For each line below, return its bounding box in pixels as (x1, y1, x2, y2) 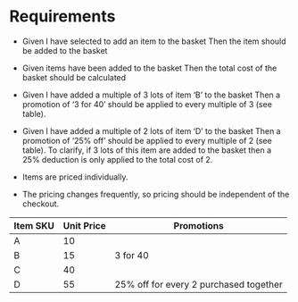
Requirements (9, 6, 116, 27)
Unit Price (62, 219, 106, 231)
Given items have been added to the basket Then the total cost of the (21, 63, 277, 73)
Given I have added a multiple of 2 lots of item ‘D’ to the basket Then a (21, 125, 281, 136)
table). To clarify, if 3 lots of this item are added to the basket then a (21, 145, 272, 155)
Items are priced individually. (21, 172, 128, 182)
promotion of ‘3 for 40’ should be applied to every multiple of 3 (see (21, 98, 272, 109)
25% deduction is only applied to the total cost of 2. (21, 154, 213, 164)
